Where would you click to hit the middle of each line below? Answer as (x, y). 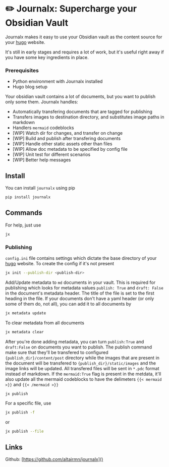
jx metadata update (26, 313)
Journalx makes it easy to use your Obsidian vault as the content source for (84, 37)
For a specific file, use (28, 403)
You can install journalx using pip (40, 188)
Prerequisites (22, 70)
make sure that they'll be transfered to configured (57, 352)
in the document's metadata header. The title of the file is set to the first (80, 293)
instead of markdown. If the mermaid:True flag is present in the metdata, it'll (83, 374)
